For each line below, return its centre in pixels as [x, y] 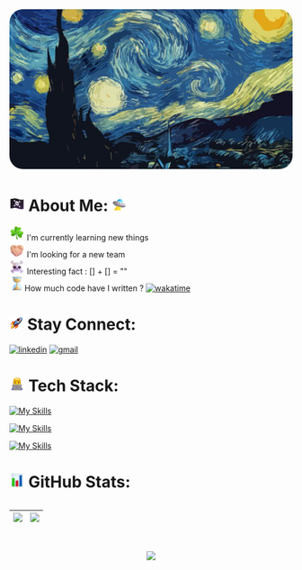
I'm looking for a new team [76, 255]
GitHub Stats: [80, 482]
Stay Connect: [81, 325]
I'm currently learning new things [88, 238]
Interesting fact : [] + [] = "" [77, 271]
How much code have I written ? [84, 288]
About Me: [68, 205]
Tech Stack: [74, 386]
